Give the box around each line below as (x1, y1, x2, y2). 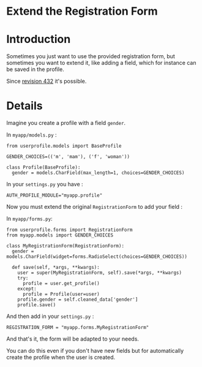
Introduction (6, 32, 71, 47)
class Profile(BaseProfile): (6, 164, 81, 171)
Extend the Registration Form (6, 4, 158, 18)
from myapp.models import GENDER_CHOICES (6, 232, 114, 238)
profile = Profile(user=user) (22, 291, 100, 298)
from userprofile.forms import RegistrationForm (6, 227, 133, 233)
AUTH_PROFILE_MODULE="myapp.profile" (6, 192, 103, 199)
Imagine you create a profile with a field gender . (6, 119, 126, 127)
